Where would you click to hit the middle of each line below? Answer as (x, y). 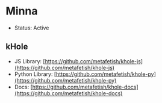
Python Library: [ (35, 74)
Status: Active (32, 28)
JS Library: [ (30, 61)
